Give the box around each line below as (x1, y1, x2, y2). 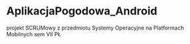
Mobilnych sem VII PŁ (6, 30, 61, 37)
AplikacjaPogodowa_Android (6, 4, 158, 18)
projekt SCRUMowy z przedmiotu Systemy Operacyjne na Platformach (6, 24, 184, 31)
